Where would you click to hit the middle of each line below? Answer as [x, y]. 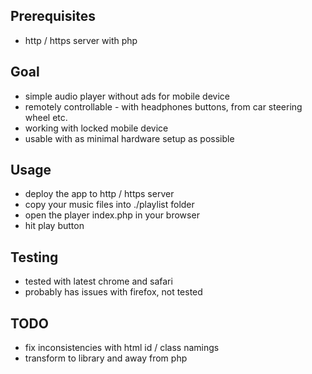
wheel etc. [46, 117]
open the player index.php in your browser [112, 215]
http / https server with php [81, 40]
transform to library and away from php [106, 358]
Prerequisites [53, 16]
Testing [34, 257]
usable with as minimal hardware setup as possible [129, 138]
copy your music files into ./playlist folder [109, 205]
